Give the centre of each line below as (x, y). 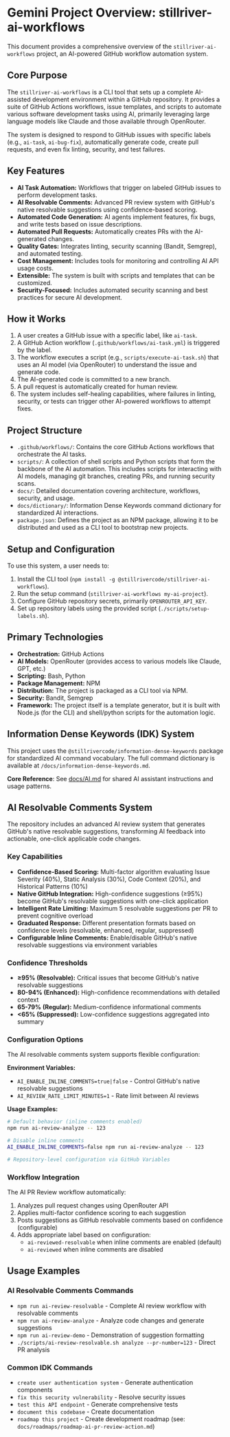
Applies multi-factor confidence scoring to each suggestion (102, 1213)
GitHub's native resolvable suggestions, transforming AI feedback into (106, 831)
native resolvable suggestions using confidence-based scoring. (107, 209)
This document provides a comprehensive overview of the (90, 46)
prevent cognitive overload (55, 916)
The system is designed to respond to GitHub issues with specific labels (109, 134)
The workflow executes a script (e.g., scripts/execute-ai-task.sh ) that (118, 358)
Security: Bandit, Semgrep (55, 698)
